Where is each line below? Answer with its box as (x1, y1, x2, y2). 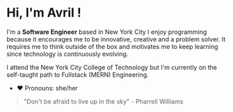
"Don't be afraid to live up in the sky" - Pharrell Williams (23, 97, 184, 105)
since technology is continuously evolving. (6, 50, 129, 58)
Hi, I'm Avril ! (6, 5, 81, 21)
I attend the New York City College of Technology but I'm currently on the (6, 63, 217, 71)
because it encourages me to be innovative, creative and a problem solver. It (6, 35, 226, 43)
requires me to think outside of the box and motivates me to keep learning (6, 42, 218, 50)
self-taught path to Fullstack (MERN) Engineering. (6, 71, 149, 79)
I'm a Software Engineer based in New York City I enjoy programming (6, 28, 207, 36)
